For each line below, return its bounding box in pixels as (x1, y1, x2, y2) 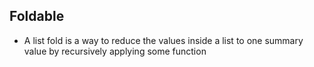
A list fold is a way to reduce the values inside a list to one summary (23, 34, 304, 46)
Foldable (9, 8, 65, 25)
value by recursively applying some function (23, 45, 207, 57)
